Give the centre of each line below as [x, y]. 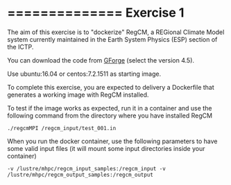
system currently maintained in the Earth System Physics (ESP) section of [112, 39]
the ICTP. [20, 47]
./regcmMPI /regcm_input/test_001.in [62, 128]
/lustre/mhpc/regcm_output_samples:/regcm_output [80, 175]
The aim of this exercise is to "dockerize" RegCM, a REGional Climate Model [116, 32]
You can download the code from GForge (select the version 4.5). [101, 60]
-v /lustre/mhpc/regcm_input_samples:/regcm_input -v [87, 168]
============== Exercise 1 [96, 13]
